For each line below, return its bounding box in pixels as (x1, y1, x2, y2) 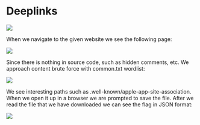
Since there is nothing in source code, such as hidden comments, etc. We (6, 59, 189, 66)
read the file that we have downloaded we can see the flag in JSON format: (6, 101, 193, 108)
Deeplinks (6, 4, 58, 18)
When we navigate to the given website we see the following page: (6, 35, 172, 43)
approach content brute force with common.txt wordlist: (6, 65, 145, 72)
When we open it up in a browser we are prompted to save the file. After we (6, 94, 194, 101)
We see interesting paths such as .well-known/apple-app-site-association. (6, 88, 192, 95)
